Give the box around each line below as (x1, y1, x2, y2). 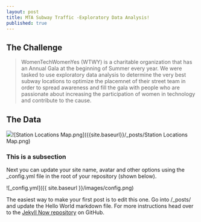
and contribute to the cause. (21, 97, 92, 104)
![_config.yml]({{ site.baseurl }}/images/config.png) (6, 185, 134, 192)
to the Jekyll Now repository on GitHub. (6, 209, 104, 216)
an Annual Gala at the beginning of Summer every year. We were (21, 65, 182, 72)
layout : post (6, 8, 39, 15)
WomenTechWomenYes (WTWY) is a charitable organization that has (21, 59, 193, 66)
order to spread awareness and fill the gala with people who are (21, 84, 180, 91)
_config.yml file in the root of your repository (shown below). (6, 173, 157, 180)
